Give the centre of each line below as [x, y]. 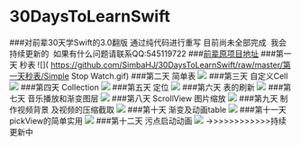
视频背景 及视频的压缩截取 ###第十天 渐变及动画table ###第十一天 [151, 109]
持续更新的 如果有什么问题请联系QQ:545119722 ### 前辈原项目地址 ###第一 [150, 53]
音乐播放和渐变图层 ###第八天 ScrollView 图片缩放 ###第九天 [152, 98]
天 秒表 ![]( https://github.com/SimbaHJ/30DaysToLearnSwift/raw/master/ [146, 64]
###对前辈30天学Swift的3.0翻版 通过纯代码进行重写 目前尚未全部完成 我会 [148, 42]
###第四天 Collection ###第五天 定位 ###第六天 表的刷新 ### [152, 87]
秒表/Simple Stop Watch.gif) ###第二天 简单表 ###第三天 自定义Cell [156, 76]
